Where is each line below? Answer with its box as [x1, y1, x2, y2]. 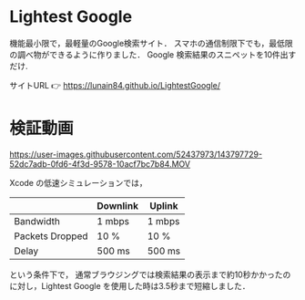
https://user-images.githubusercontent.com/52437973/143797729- [9, 149, 262, 160]
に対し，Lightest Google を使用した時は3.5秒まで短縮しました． [9, 280, 250, 291]
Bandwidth [14, 214, 61, 227]
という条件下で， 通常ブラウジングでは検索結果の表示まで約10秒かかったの [9, 269, 291, 280]
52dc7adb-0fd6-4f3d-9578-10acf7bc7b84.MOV [9, 158, 191, 170]
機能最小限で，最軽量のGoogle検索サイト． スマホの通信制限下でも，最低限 [9, 37, 293, 48]
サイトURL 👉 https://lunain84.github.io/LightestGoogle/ [9, 79, 221, 90]
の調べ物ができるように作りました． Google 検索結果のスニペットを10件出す [9, 48, 297, 60]
